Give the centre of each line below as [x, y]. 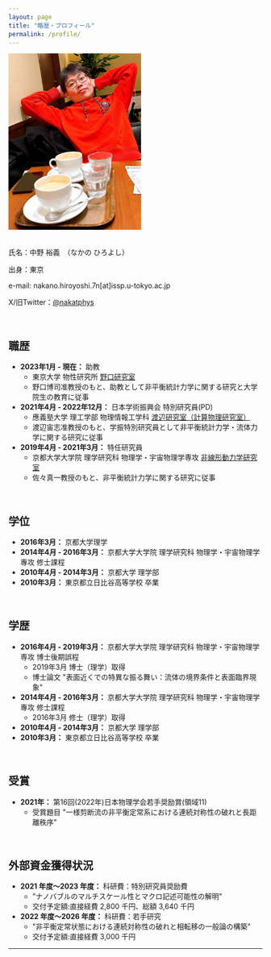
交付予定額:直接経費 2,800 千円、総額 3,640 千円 [113, 906]
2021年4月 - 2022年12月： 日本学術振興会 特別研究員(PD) [117, 407]
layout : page [30, 17]
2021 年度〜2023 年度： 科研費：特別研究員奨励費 [104, 886]
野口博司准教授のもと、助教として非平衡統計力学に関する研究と [138, 387]
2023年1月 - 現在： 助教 [60, 367]
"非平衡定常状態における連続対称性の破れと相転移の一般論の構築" [142, 926]
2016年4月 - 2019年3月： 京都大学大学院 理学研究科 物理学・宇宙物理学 [140, 647]
